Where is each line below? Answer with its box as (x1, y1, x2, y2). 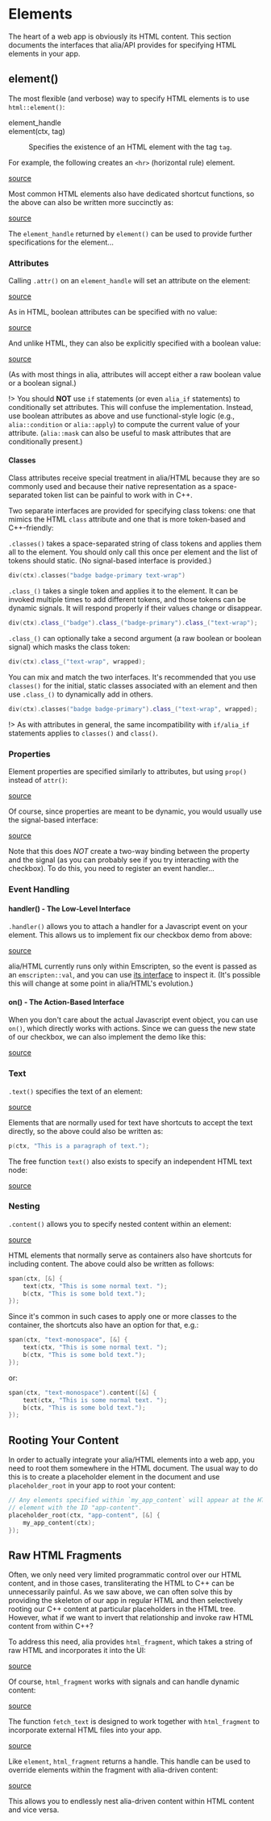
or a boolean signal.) (8, 379, 77, 388)
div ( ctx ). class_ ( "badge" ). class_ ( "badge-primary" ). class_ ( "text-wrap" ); (8, 619, 258, 627)
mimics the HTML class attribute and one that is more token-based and (8, 514, 246, 525)
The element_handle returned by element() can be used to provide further (8, 228, 252, 238)
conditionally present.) (8, 437, 83, 446)
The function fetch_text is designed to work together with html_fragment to (8, 1717, 260, 1727)
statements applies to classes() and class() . (8, 728, 159, 738)
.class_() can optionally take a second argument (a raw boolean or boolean (8, 634, 262, 643)
